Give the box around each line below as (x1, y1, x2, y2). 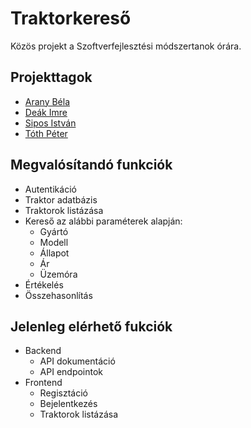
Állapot (39, 247, 70, 259)
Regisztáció (39, 387, 88, 399)
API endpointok (39, 366, 104, 378)
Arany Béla (24, 95, 71, 107)
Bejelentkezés (39, 398, 98, 410)
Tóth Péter (24, 127, 68, 139)
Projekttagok (10, 69, 93, 86)
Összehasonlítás (24, 289, 93, 301)
